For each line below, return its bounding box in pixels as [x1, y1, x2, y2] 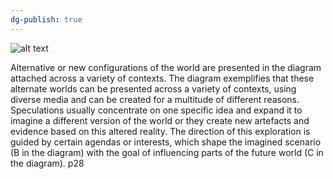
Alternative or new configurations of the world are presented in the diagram [10, 61, 322, 73]
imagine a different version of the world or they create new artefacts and [10, 114, 310, 126]
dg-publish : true [10, 14, 83, 25]
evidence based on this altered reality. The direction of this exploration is [10, 125, 311, 137]
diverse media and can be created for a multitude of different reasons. [10, 93, 300, 105]
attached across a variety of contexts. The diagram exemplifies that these [10, 72, 315, 84]
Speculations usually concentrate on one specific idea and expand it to [10, 104, 303, 116]
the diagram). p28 [10, 157, 85, 169]
